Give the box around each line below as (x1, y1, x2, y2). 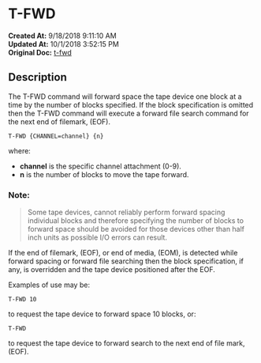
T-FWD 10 (8, 296, 37, 304)
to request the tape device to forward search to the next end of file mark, (8, 338, 245, 348)
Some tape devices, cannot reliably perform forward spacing (27, 207, 226, 217)
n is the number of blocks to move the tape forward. (19, 169, 189, 179)
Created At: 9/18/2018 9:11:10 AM (8, 31, 117, 40)
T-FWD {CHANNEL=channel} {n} (8, 132, 104, 140)
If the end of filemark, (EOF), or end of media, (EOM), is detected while (8, 248, 238, 258)
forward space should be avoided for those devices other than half (27, 225, 245, 234)
